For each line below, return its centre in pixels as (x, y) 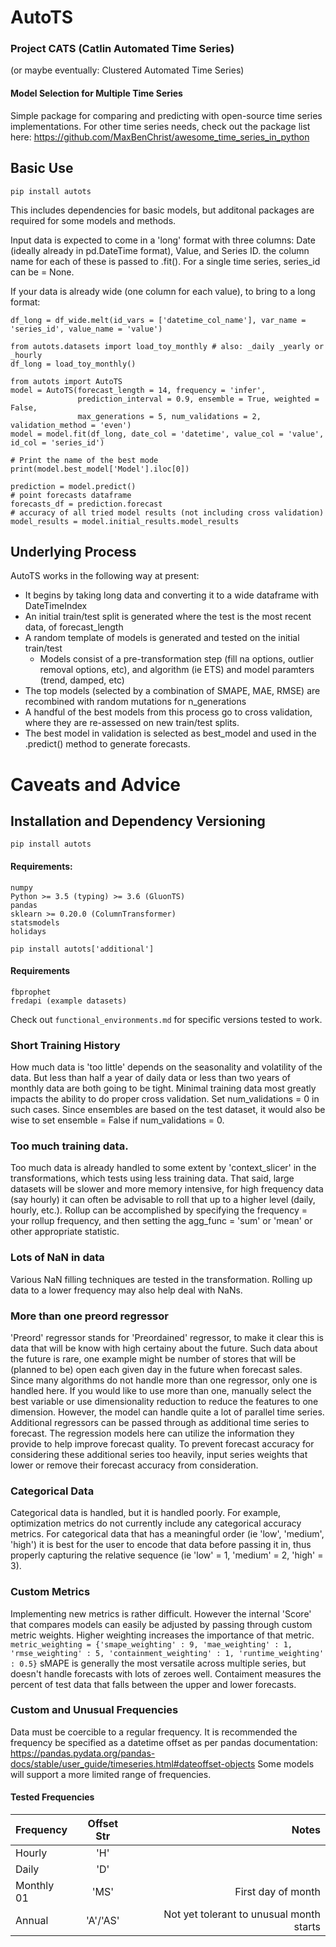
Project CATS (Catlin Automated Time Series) (122, 49)
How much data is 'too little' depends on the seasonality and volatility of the (166, 1067)
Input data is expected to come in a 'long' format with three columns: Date (163, 240)
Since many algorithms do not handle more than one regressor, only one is (164, 1380)
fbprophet (31, 992)
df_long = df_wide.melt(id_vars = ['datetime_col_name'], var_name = (158, 320)
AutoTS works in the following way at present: (105, 576)
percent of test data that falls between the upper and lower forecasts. (153, 1684)
